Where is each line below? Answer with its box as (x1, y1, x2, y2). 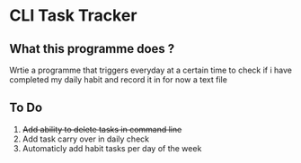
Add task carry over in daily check (22, 133, 150, 144)
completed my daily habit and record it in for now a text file (9, 74, 227, 85)
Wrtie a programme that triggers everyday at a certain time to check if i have (9, 64, 292, 75)
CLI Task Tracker (9, 5, 137, 26)
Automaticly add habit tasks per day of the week (22, 142, 202, 153)
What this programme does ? (9, 41, 175, 56)
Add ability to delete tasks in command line (22, 124, 182, 134)
